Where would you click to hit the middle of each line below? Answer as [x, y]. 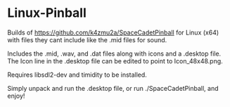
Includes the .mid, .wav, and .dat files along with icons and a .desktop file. [114, 53]
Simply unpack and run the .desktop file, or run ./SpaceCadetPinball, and [113, 88]
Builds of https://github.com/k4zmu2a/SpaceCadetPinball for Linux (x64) [113, 32]
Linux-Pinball [47, 13]
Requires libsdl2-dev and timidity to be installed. [77, 75]
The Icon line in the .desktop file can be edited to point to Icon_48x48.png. [115, 61]
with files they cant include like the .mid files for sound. [87, 39]
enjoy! [16, 96]
